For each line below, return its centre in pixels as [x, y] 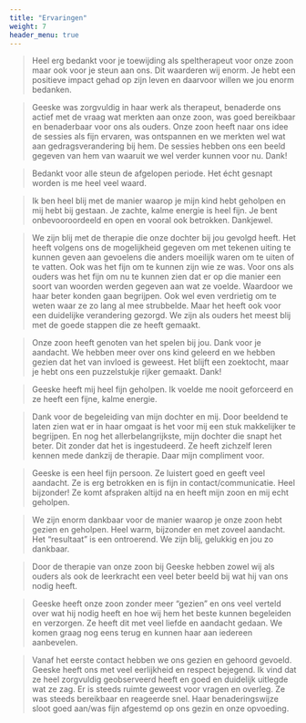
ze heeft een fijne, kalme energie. [94, 399]
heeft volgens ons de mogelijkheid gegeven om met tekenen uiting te [161, 248]
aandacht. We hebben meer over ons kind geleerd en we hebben [153, 353]
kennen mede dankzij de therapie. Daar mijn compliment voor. [148, 456]
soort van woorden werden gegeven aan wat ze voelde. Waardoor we [162, 286]
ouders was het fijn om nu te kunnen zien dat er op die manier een [156, 277]
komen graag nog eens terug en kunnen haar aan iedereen [142, 633]
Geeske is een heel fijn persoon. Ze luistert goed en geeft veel [148, 473]
